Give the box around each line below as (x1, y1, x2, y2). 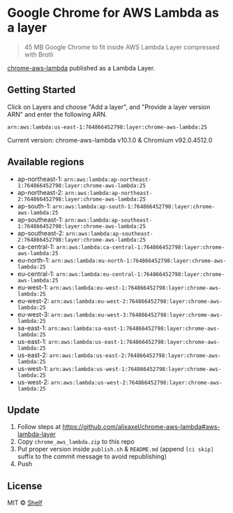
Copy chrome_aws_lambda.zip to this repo (17, 438, 135, 446)
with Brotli (24, 50, 54, 59)
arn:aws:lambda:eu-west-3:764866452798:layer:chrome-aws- (51, 311, 223, 319)
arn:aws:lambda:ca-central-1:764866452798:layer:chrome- (55, 243, 225, 251)
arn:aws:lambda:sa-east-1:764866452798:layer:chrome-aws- (47, 325, 220, 332)
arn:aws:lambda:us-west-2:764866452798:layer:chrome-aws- (50, 379, 223, 386)
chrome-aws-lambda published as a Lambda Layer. (7, 64, 156, 72)
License (7, 480, 43, 492)
